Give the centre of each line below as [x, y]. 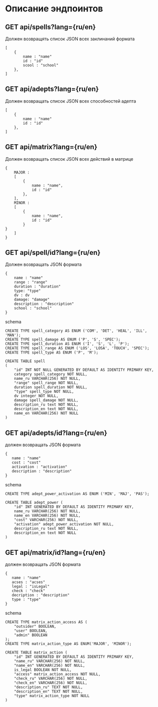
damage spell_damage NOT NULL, [46, 400]
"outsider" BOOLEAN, [35, 627]
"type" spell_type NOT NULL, [44, 392]
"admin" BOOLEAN [31, 635]
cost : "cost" [26, 463]
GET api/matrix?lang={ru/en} [51, 147]
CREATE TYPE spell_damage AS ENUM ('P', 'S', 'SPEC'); [63, 340]
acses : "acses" [28, 582]
